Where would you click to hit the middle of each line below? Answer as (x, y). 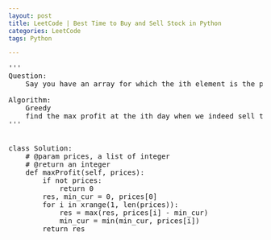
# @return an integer (68, 165)
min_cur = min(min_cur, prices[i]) (129, 221)
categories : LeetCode (45, 31)
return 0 (77, 189)
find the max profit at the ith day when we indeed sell (140, 116)
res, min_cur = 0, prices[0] (100, 197)
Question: (27, 76)
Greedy (38, 108)
